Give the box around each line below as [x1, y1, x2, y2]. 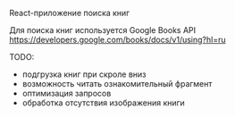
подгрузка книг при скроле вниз [21, 69, 147, 79]
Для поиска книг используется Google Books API [9, 25, 197, 35]
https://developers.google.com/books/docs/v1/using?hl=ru [9, 35, 226, 45]
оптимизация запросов [21, 88, 112, 98]
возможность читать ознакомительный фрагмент [21, 79, 213, 88]
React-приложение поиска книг [9, 8, 130, 18]
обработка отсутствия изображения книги [21, 97, 185, 108]
